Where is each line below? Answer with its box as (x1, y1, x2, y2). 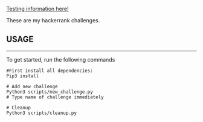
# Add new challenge (6, 83, 59, 89)
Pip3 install (6, 72, 39, 79)
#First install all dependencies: (6, 68, 94, 74)
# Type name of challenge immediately (6, 94, 104, 100)
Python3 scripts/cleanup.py (6, 110, 77, 116)
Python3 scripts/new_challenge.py (6, 89, 94, 95)
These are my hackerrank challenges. (6, 17, 100, 24)
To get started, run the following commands (6, 56, 115, 63)
